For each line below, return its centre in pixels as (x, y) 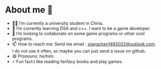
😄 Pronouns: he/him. (33, 56)
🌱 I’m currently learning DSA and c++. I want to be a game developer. (81, 28)
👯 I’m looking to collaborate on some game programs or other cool (78, 33)
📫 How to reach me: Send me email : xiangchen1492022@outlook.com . (84, 44)
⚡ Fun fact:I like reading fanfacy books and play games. (67, 61)
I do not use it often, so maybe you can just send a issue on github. (79, 51)
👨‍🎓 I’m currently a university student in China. (58, 23)
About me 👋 (29, 10)
